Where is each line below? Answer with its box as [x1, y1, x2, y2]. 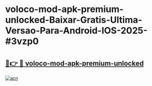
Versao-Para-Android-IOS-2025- [5, 25, 148, 36]
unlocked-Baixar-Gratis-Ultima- [5, 14, 142, 26]
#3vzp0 [5, 36, 39, 47]
